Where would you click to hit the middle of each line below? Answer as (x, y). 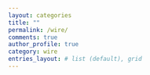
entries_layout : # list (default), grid (75, 59)
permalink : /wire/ (38, 30)
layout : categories (40, 15)
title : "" (24, 23)
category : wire (33, 52)
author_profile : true (44, 45)
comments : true (33, 37)
